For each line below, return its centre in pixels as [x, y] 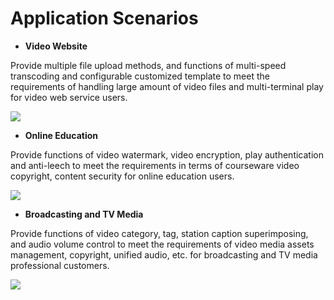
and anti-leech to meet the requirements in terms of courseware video [155, 165]
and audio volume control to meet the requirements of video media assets [162, 244]
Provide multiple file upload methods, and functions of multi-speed [148, 65]
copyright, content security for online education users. [122, 176]
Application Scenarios [104, 18]
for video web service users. [69, 97]
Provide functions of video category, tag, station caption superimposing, [159, 233]
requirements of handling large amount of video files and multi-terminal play [167, 86]
